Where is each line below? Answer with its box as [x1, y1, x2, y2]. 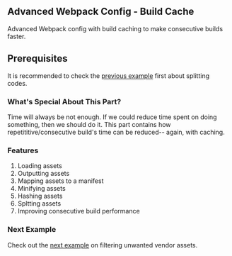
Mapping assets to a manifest [17, 177, 104, 185]
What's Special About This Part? [7, 96, 122, 106]
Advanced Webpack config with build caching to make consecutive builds [7, 24, 224, 33]
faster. [7, 32, 26, 40]
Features [7, 145, 39, 155]
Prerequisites [7, 52, 68, 65]
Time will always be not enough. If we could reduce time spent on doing [7, 113, 217, 121]
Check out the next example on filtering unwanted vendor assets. [7, 240, 198, 249]
